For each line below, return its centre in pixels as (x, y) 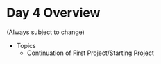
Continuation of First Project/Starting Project (90, 53)
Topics (26, 45)
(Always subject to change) (45, 32)
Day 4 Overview (53, 13)
